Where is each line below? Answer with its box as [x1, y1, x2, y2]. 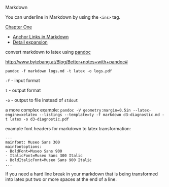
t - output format [5, 87, 41, 93]
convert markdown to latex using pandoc [5, 49, 91, 55]
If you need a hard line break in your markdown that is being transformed [5, 171, 158, 177]
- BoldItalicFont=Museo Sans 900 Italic [5, 158, 92, 163]
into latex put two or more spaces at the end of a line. [5, 176, 117, 182]
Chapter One [5, 24, 32, 30]
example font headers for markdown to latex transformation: [5, 126, 131, 131]
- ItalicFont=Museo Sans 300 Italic [5, 153, 83, 158]
